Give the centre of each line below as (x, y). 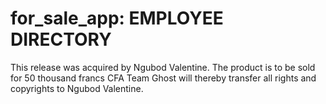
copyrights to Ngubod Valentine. (77, 88)
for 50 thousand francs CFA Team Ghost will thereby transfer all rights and (163, 78)
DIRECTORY (61, 39)
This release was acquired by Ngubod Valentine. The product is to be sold (163, 67)
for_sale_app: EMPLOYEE (117, 18)
